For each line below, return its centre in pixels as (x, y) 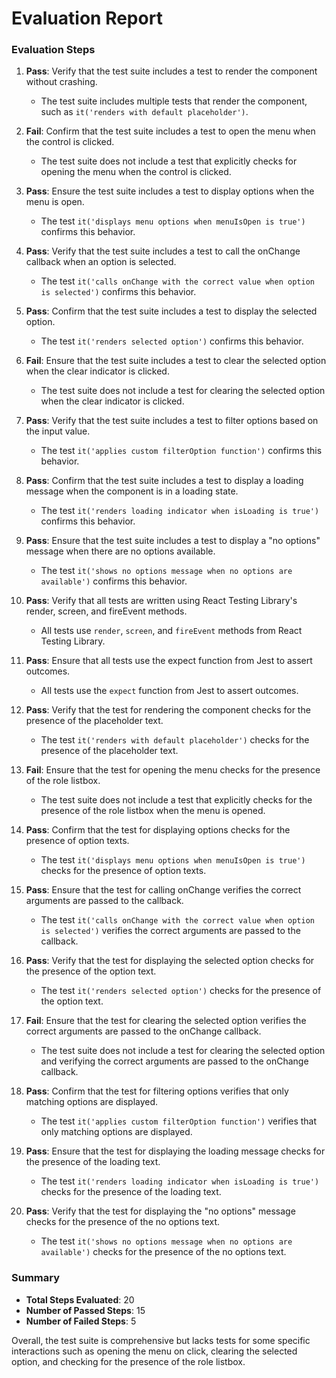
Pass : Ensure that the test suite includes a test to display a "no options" (173, 541)
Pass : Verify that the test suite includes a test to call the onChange (163, 251)
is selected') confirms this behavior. (118, 292)
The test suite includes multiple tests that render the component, (174, 101)
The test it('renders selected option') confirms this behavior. (172, 341)
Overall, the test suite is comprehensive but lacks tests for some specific (161, 1340)
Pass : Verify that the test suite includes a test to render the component (171, 71)
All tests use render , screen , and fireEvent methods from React (171, 631)
